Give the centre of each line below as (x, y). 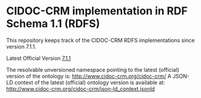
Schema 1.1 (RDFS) (53, 24)
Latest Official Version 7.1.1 (38, 58)
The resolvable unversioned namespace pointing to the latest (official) (93, 69)
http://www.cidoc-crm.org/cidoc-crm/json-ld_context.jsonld (80, 88)
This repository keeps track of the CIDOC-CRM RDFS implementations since (100, 40)
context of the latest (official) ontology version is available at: (90, 82)
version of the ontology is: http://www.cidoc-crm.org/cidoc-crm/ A (89, 76)
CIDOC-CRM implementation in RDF (97, 11)
